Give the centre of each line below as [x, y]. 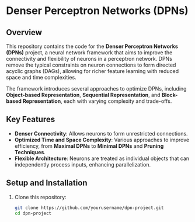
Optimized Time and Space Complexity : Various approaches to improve [102, 140]
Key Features [31, 119]
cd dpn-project [33, 213]
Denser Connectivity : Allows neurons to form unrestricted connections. [101, 133]
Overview [24, 32]
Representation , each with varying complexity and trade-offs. [97, 101]
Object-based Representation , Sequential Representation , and [83, 95]
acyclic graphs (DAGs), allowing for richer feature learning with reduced [93, 71]
